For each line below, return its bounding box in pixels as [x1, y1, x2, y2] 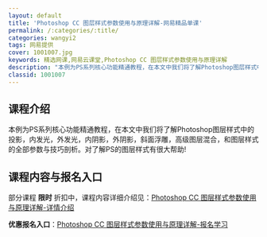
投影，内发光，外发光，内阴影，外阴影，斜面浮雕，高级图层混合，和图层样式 [8, 134, 259, 144]
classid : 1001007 [8, 71, 66, 79]
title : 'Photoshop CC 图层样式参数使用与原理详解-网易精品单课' [8, 19, 203, 27]
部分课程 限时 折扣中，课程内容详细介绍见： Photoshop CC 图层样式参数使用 [8, 192, 257, 203]
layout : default [8, 11, 62, 20]
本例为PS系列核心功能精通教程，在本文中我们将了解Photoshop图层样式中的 [8, 125, 255, 134]
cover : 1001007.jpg [8, 49, 73, 56]
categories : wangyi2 [8, 33, 77, 42]
